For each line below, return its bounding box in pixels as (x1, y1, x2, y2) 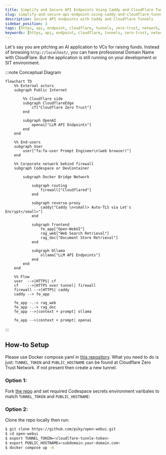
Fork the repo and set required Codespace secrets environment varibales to (5, 388, 160, 394)
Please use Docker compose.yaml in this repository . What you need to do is (5, 354, 159, 360)
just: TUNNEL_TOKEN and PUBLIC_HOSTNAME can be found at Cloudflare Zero (5, 359, 151, 365)
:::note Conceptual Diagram (5, 69, 61, 75)
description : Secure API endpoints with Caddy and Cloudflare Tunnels (5, 16, 154, 21)
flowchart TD (5, 79, 32, 84)
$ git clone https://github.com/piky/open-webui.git (5, 427, 116, 432)
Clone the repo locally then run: (5, 417, 69, 423)
